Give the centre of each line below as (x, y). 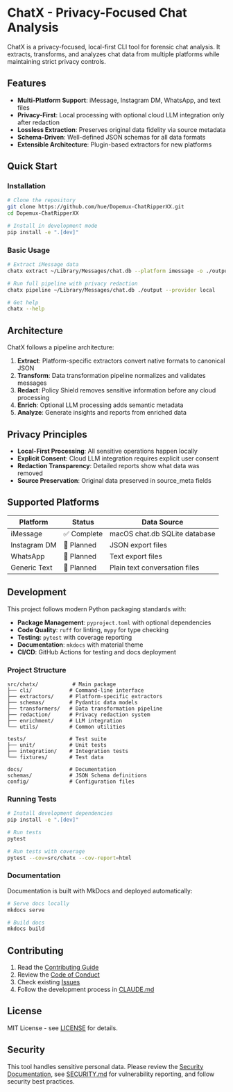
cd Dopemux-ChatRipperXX (43, 213)
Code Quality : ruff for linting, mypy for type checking (93, 629)
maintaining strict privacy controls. (57, 61)
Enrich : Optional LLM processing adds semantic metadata (100, 405)
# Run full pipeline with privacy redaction (72, 283)
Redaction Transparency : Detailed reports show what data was (108, 465)
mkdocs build (26, 929)
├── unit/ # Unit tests (57, 745)
